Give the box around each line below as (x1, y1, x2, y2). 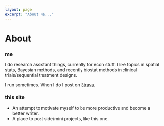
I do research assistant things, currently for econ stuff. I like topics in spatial (5, 62, 160, 67)
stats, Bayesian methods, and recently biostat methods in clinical (5, 67, 137, 73)
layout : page (5, 7, 32, 12)
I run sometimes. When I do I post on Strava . (5, 82, 95, 88)
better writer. (12, 110, 39, 116)
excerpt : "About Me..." (5, 12, 54, 17)
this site (5, 94, 25, 101)
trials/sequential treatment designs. (5, 72, 78, 78)
